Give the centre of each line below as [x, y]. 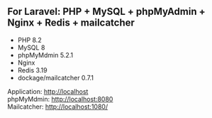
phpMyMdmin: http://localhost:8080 [60, 99]
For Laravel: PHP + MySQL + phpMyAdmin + [106, 12]
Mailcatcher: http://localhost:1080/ [58, 107]
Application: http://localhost [48, 91]
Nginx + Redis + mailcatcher [71, 23]
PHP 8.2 [29, 40]
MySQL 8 [31, 47]
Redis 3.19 [32, 70]
